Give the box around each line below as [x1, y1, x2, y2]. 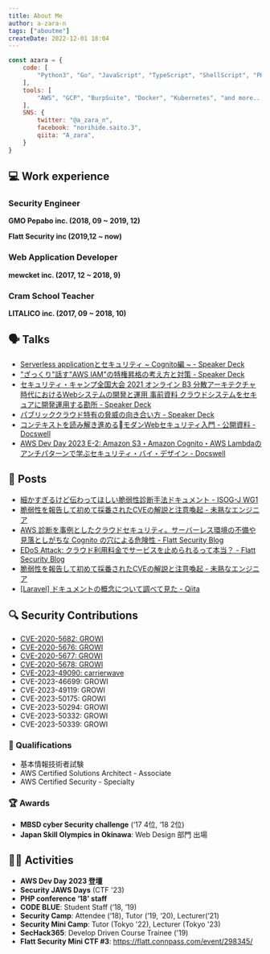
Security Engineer [8, 197, 80, 209]
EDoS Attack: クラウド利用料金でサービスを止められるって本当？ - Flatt [19, 545, 256, 554]
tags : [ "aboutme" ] [8, 27, 70, 35]
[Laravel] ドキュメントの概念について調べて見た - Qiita [19, 583, 201, 593]
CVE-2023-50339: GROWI [19, 720, 108, 729]
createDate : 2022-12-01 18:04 [8, 34, 110, 43]
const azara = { [8, 56, 63, 64]
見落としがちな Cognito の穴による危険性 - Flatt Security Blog [19, 535, 224, 545]
